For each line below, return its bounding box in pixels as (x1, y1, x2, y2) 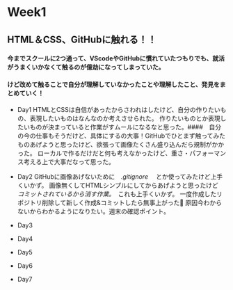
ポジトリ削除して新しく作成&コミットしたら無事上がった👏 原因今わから (17, 199, 223, 207)
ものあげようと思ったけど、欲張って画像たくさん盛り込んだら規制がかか (17, 140, 225, 149)
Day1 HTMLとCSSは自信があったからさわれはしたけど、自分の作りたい (17, 106, 220, 114)
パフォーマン (189, 149, 227, 157)
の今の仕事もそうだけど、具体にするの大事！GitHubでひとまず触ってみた (17, 131, 226, 140)
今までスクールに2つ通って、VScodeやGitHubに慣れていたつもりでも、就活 (7, 54, 225, 63)
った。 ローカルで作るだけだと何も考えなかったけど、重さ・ (17, 149, 190, 157)
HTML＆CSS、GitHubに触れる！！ (7, 33, 157, 45)
